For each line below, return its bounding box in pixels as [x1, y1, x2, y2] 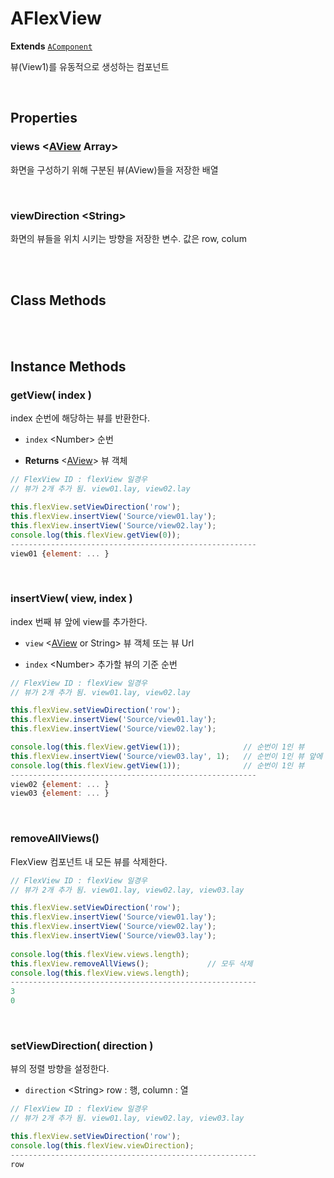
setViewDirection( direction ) [10, 1038, 154, 1052]
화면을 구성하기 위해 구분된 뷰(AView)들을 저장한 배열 [10, 163, 219, 176]
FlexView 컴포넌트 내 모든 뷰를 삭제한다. [10, 855, 168, 867]
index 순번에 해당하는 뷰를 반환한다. [10, 412, 150, 424]
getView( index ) [10, 388, 92, 402]
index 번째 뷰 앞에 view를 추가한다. [10, 615, 148, 627]
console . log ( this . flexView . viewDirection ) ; [10, 1140, 195, 1151]
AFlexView [10, 7, 102, 30]
